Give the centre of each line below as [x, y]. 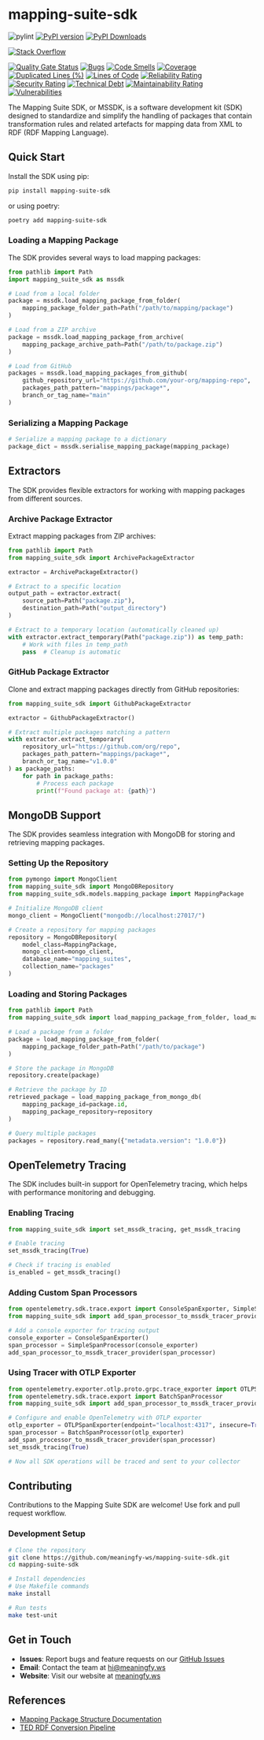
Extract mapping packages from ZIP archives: [82, 536]
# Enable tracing [37, 1243]
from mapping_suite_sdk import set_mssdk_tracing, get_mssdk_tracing [125, 1229]
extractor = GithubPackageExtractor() [71, 718]
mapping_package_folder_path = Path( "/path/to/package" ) [114, 1046]
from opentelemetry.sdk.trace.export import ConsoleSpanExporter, [119, 1309]
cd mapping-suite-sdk [44, 1565]
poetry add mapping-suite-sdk [58, 220]
